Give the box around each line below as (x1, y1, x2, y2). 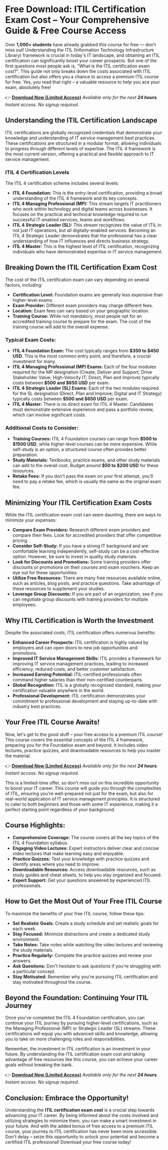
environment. (12, 936, 40, 942)
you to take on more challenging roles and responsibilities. (5, 1036, 126, 1042)
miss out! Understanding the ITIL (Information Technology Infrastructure (5, 47, 154, 53)
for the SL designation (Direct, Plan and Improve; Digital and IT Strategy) (12, 391, 162, 397)
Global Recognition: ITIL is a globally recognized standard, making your (12, 682, 161, 688)
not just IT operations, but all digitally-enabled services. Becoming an (12, 227, 156, 233)
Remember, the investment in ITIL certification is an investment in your (5, 1046, 151, 1052)
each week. (12, 925, 37, 931)
